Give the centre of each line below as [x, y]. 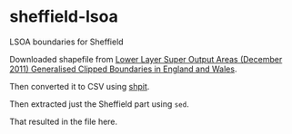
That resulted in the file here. [64, 121]
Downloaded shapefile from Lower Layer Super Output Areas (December [146, 59]
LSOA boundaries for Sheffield [67, 42]
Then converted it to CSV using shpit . [80, 86]
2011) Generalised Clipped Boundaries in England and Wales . [123, 69]
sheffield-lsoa [64, 17]
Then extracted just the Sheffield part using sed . [99, 104]
